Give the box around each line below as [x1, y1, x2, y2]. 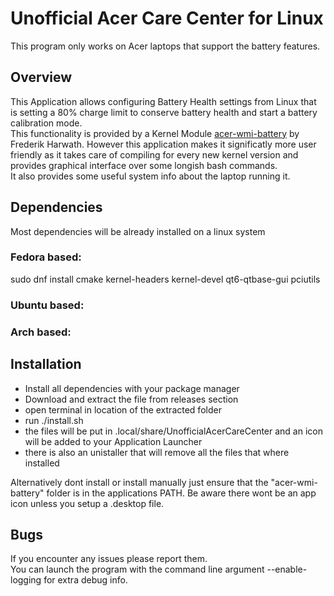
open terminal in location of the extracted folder [24, 403, 222, 416]
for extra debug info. [43, 574, 128, 586]
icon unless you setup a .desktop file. [10, 497, 165, 509]
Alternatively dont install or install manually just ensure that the [10, 476, 269, 488]
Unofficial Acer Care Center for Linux [10, 7, 324, 30]
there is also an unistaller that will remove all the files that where [24, 446, 290, 458]
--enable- [266, 563, 308, 576]
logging [10, 574, 42, 586]
